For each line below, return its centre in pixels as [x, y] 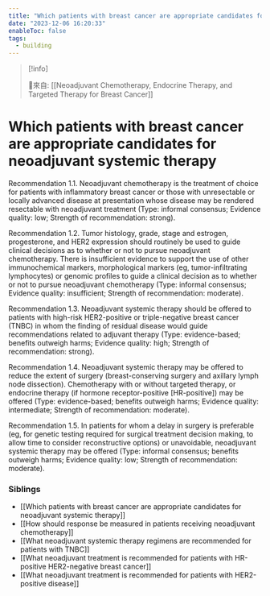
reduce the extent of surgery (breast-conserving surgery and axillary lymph [133, 376]
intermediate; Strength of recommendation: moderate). [99, 410]
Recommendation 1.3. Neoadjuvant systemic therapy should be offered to [130, 309]
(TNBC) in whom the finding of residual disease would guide [108, 326]
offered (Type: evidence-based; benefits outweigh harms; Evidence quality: [134, 401]
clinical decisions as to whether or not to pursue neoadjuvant [109, 250]
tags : [17, 38]
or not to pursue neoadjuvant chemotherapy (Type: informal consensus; [127, 285]
